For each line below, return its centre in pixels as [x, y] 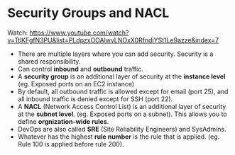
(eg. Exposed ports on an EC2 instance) [76, 84]
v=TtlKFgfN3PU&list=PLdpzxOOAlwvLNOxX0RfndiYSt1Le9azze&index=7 [113, 40]
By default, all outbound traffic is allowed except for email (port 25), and [123, 91]
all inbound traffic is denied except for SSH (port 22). [95, 99]
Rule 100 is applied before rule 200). [71, 144]
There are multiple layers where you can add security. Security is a [115, 54]
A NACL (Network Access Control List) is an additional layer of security [122, 106]
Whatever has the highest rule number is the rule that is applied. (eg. [119, 137]
